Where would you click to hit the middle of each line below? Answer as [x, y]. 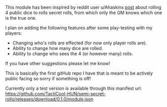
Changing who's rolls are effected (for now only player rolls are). [80, 43]
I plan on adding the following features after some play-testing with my [79, 28]
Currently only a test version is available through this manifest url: [74, 88]
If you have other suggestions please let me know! [58, 63]
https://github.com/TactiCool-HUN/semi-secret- [56, 94]
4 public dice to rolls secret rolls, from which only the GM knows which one [84, 13]
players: [14, 33]
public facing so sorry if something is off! [48, 78]
